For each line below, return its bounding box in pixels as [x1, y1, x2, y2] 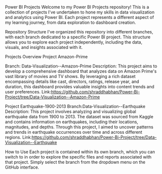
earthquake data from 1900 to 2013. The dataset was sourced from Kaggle [5, 114, 154, 119]
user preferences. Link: [5, 89, 52, 95]
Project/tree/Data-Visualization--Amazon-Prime [5, 94, 100, 100]
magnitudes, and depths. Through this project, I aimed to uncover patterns [5, 124, 154, 130]
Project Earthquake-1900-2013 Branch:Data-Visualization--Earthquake [5, 104, 146, 109]
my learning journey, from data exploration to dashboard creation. [5, 19, 136, 25]
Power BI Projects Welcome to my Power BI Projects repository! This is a [5, 4, 149, 10]
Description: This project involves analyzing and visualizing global [5, 109, 136, 114]
